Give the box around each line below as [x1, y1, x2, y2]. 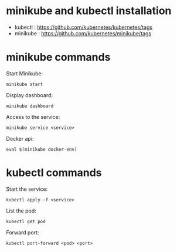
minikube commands [6, 51, 111, 64]
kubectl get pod [6, 218, 46, 224]
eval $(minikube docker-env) [6, 146, 77, 152]
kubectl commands [6, 166, 102, 180]
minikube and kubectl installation [6, 4, 172, 18]
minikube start [6, 81, 43, 87]
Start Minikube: [6, 69, 43, 77]
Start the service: [6, 185, 48, 193]
